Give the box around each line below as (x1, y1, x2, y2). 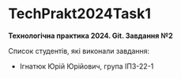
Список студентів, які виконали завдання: (8, 46, 150, 55)
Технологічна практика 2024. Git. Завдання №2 (8, 31, 173, 40)
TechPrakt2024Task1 (8, 5, 152, 23)
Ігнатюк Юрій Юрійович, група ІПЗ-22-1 (19, 61, 154, 71)
